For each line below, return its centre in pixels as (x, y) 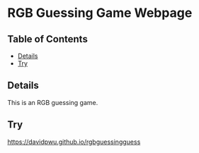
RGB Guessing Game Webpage (100, 13)
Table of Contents (48, 39)
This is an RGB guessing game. (53, 102)
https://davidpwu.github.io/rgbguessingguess (74, 142)
